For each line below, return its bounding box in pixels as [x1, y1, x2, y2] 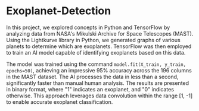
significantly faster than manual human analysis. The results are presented [6, 79, 189, 87]
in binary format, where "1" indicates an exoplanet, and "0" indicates [6, 85, 175, 93]
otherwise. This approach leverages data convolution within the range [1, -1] [6, 92, 193, 99]
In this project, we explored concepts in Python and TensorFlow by [6, 24, 170, 31]
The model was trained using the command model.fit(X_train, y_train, [6, 61, 186, 68]
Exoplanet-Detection [6, 4, 111, 18]
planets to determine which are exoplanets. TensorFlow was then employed [6, 43, 192, 50]
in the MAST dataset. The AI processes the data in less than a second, [6, 73, 179, 80]
